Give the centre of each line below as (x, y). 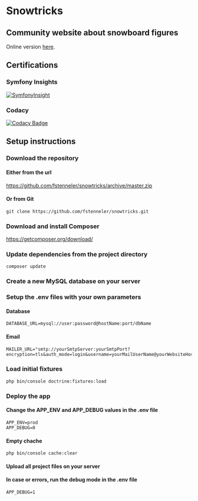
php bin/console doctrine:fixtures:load (57, 381)
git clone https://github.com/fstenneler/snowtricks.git (77, 211)
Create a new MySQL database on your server (73, 281)
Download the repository (42, 159)
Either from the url (29, 172)
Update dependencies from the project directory (77, 254)
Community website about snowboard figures (92, 33)
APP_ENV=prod (22, 423)
